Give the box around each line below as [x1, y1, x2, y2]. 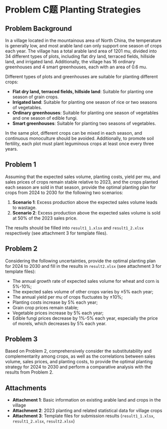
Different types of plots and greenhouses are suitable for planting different [5, 74, 158, 79]
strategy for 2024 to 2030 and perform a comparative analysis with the [5, 364, 152, 370]
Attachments [5, 384, 47, 392]
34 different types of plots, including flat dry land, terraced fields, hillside [5, 53, 156, 59]
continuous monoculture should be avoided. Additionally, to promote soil [5, 135, 154, 141]
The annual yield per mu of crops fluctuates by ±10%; [12, 294, 123, 300]
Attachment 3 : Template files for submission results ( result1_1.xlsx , [12, 413, 155, 419]
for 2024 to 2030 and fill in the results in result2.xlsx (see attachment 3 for [5, 263, 162, 269]
